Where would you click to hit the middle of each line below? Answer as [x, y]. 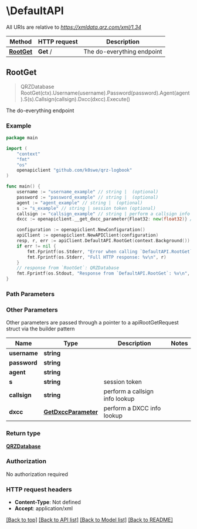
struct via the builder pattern [40, 329]
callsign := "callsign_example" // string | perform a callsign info [103, 214]
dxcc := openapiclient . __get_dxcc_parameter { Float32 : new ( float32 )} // [106, 219]
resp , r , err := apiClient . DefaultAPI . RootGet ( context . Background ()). [105, 241]
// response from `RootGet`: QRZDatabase [68, 268]
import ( [17, 148]
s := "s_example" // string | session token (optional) [86, 208]
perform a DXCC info [132, 409]
